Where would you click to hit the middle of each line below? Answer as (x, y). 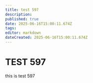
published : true (22, 19)
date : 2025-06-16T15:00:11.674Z (39, 24)
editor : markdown (23, 33)
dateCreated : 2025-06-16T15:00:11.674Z (46, 38)
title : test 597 (22, 10)
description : (19, 14)
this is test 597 (20, 76)
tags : (11, 28)
